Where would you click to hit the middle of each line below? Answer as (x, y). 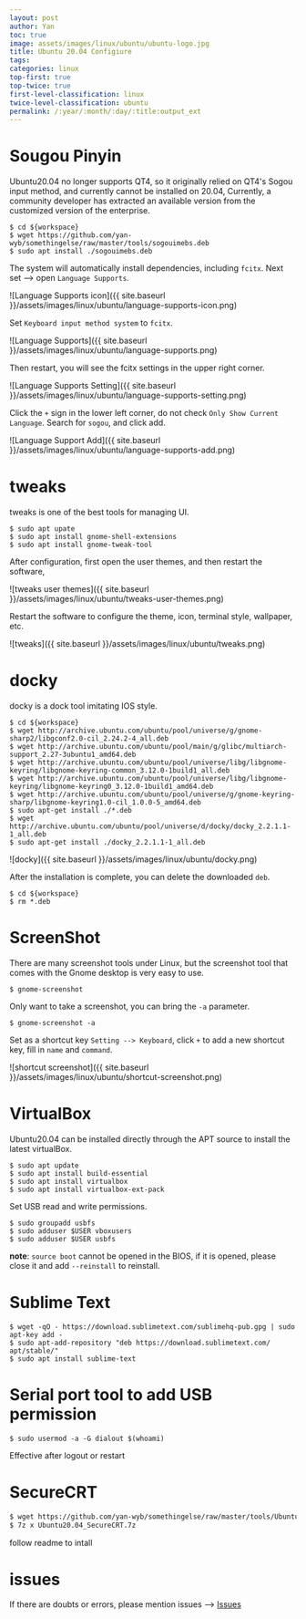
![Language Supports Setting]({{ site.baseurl (92, 386)
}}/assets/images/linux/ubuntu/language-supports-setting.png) (128, 395)
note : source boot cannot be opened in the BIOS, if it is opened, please (143, 1256)
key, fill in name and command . (61, 1049)
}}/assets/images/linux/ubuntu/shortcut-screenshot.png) (116, 1077)
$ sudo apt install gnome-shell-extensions (93, 537)
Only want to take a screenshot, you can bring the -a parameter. (130, 1006)
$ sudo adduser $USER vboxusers (71, 1231)
